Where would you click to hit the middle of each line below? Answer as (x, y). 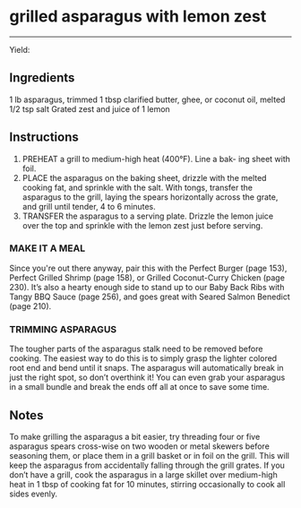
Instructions (44, 138)
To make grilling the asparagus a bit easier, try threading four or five (135, 436)
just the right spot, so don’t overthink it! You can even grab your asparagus (147, 377)
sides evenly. (34, 494)
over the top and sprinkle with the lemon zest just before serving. (142, 225)
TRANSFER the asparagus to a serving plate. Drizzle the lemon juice (148, 216)
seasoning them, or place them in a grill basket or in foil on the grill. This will (149, 455)
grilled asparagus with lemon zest (138, 17)
